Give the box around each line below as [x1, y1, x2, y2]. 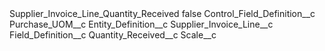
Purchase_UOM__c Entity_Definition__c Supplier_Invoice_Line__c [9, 18, 274, 30]
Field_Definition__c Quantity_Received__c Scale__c [9, 29, 217, 41]
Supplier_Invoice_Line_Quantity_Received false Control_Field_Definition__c [9, 8, 316, 19]
